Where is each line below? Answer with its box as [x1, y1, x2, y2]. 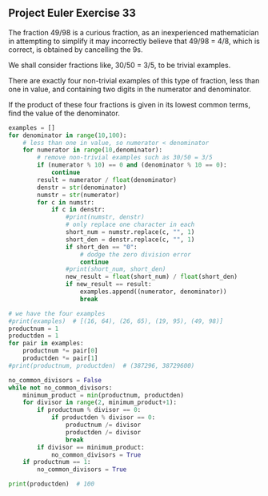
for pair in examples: [8, 340, 84, 348]
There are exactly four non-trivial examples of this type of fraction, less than [8, 75, 260, 85]
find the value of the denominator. [8, 108, 120, 118]
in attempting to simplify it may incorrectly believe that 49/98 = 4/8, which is [8, 36, 260, 46]
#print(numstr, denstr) [65, 213, 146, 221]
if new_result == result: [65, 280, 152, 288]
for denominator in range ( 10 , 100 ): [8, 131, 127, 139]
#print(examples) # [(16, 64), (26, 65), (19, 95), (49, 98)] [8, 317, 224, 325]
